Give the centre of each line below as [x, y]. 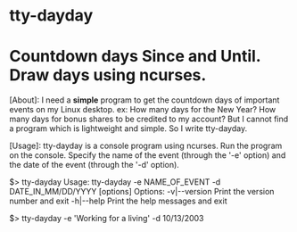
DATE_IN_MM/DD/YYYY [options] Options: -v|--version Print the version [142, 192]
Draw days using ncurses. [108, 75]
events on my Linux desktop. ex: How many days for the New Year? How [143, 110]
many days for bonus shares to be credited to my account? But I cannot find [149, 119]
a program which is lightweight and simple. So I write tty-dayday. [128, 128]
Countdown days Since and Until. [135, 57]
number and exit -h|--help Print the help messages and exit [118, 201]
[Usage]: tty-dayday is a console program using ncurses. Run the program [146, 146]
